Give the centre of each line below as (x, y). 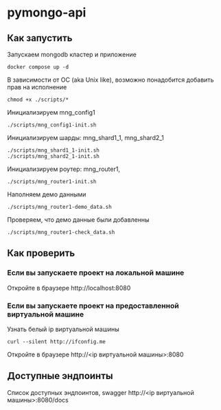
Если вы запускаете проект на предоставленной (93, 306)
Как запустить (40, 38)
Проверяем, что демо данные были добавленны (78, 220)
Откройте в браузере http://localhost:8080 (69, 288)
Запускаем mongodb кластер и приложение (72, 54)
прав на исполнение (37, 87)
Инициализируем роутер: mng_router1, (63, 169)
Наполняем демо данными (47, 194)
